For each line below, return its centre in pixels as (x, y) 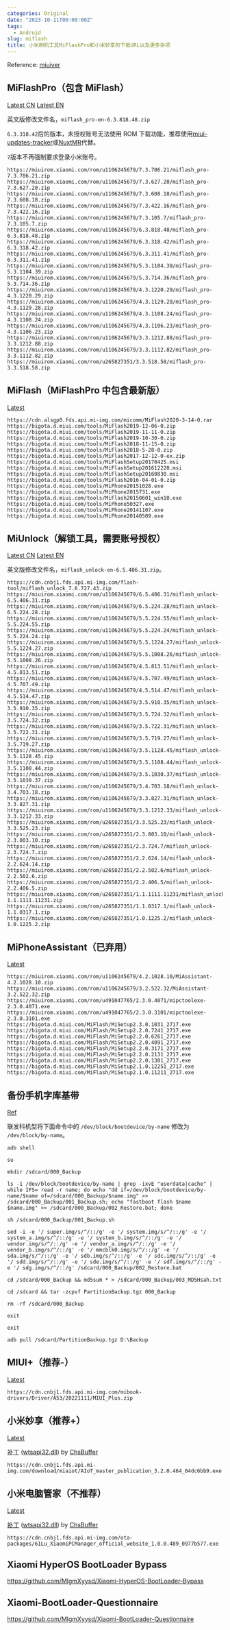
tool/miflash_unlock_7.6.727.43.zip (59, 589)
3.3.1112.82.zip (30, 356)
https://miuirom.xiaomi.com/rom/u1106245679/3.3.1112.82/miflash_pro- (110, 350)
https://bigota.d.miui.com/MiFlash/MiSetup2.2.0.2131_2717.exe (99, 1055)
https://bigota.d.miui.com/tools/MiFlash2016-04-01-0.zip (91, 480)
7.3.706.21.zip (29, 175)
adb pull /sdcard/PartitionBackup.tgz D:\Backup (78, 1340)
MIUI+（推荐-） (40, 1362)
